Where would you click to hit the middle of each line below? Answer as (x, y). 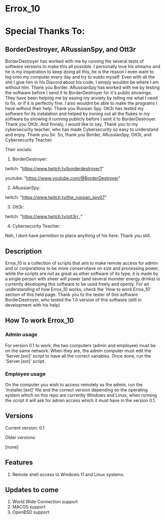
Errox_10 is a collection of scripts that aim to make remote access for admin (82, 263)
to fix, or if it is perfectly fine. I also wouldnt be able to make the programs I (81, 103)
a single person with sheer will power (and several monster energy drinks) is (82, 279)
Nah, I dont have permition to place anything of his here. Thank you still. (78, 236)
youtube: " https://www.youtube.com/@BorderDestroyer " (63, 178)
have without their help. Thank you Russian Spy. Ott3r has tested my (75, 109)
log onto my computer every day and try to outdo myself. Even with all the (80, 77)
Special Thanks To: (45, 31)
